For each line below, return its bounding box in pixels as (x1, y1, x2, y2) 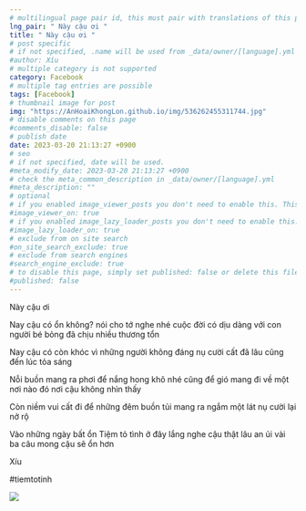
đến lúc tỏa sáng (9, 356, 73, 367)
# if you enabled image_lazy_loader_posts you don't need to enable (9, 216, 275, 226)
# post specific (9, 38, 71, 48)
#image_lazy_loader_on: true (9, 225, 120, 235)
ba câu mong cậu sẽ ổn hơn (9, 438, 115, 449)
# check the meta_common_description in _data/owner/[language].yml (9, 174, 275, 183)
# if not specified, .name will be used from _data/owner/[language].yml (9, 47, 296, 57)
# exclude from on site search (9, 234, 128, 243)
